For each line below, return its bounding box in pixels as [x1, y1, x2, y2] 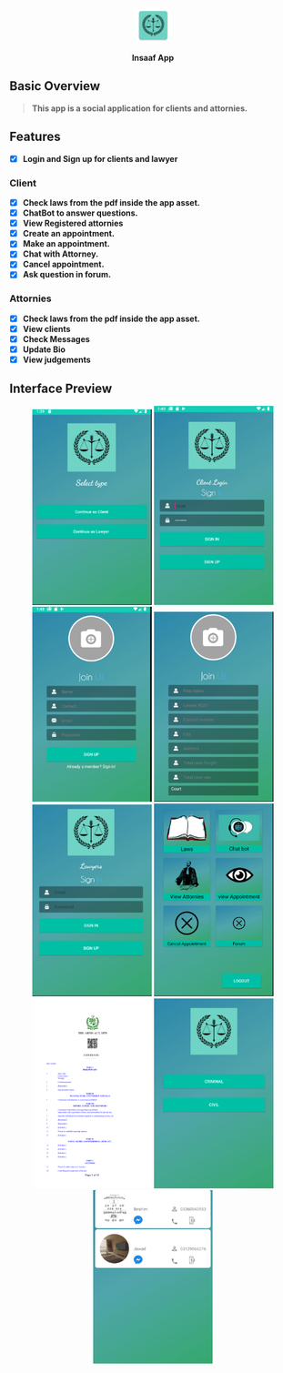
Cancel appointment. [22, 258, 105, 270]
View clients [22, 323, 71, 334]
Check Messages [22, 333, 91, 344]
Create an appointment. [22, 228, 116, 239]
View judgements [22, 354, 91, 366]
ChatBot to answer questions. [22, 207, 138, 218]
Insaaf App [131, 53, 175, 63]
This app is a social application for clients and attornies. [31, 103, 248, 114]
